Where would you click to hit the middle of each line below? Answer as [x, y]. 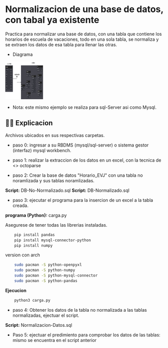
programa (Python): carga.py [36, 215]
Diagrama [22, 54]
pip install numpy [33, 245]
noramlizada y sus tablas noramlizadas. [53, 180]
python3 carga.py [32, 300]
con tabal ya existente [52, 20]
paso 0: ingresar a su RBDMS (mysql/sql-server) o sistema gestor [80, 145]
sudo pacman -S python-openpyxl [48, 265]
